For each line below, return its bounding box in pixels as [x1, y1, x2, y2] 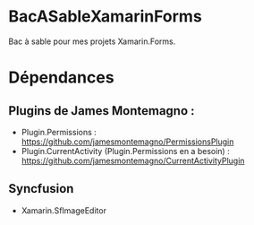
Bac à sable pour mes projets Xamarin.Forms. [8, 36, 176, 47]
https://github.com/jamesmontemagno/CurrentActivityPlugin [21, 155, 245, 166]
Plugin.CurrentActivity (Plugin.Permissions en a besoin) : [21, 145, 230, 156]
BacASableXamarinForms [8, 6, 202, 27]
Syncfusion [8, 181, 74, 196]
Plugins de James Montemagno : [8, 103, 195, 118]
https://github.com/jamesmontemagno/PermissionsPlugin [21, 136, 234, 147]
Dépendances [8, 67, 114, 88]
